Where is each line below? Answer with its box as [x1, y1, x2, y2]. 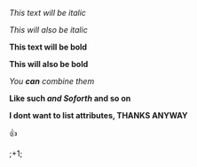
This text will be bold [9, 42, 87, 52]
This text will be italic [9, 8, 87, 18]
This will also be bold [9, 59, 89, 69]
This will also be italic [9, 25, 89, 34]
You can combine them [9, 76, 95, 87]
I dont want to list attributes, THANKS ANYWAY [9, 110, 188, 120]
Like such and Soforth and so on [9, 93, 131, 103]
